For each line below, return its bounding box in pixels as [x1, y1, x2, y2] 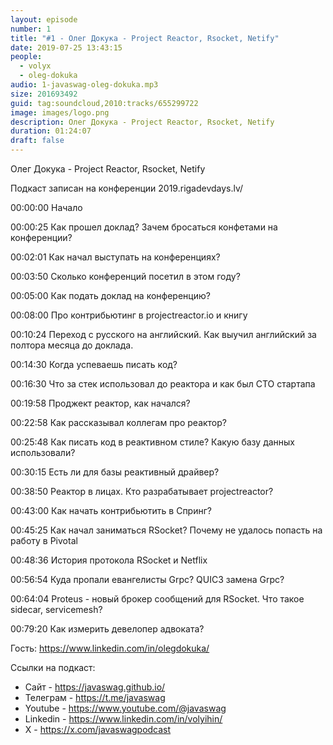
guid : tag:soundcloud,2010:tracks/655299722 [10, 98, 199, 108]
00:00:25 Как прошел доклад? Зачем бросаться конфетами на [10, 221, 278, 233]
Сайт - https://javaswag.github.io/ [24, 681, 166, 693]
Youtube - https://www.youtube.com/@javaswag [24, 702, 227, 714]
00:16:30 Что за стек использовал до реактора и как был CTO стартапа [10, 378, 316, 390]
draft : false [10, 136, 65, 146]
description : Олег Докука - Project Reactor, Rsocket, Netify [10, 117, 275, 127]
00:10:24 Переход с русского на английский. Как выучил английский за [10, 329, 317, 340]
